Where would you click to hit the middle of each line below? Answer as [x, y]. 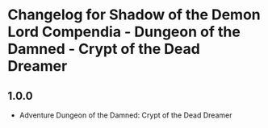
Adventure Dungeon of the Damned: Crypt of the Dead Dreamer [126, 115]
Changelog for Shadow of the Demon [134, 15]
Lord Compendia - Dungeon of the [124, 32]
